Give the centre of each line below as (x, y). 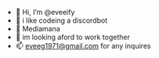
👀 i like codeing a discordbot (61, 20)
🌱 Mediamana (38, 29)
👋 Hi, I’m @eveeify (45, 12)
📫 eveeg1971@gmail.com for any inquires (83, 46)
